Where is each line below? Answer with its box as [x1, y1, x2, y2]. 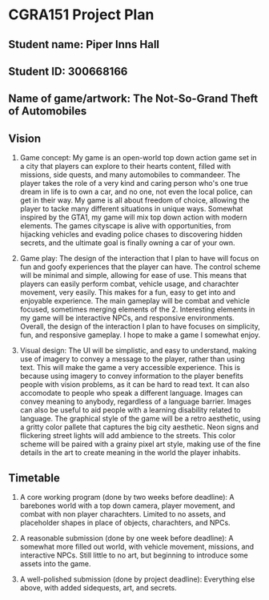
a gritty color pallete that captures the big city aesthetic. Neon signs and [19, 422, 259, 432]
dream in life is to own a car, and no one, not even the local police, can [19, 187, 253, 197]
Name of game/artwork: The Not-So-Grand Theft [8, 92, 259, 106]
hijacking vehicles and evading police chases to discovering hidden [19, 230, 243, 240]
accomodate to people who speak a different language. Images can [19, 389, 243, 398]
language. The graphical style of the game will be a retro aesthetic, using [19, 414, 261, 424]
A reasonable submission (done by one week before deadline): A [19, 533, 234, 542]
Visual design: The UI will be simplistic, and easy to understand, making [19, 346, 257, 356]
